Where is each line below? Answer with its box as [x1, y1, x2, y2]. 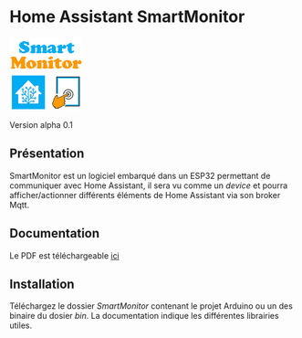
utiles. [9, 320, 33, 331]
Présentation [9, 146, 85, 162]
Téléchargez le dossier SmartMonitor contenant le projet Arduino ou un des [9, 301, 294, 312]
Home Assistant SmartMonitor [9, 6, 245, 27]
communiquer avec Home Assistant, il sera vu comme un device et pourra [9, 180, 288, 191]
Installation [9, 276, 75, 291]
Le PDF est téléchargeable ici [9, 249, 120, 261]
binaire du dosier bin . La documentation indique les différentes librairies [9, 311, 280, 322]
